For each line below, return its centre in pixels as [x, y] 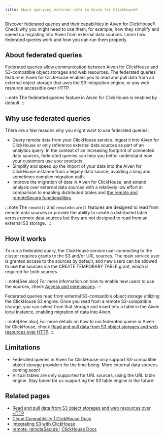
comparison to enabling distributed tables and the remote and [75, 193]
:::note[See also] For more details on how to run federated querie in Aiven [80, 322]
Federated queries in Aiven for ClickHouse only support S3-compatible [84, 359]
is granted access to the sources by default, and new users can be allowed [81, 261]
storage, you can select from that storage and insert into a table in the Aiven [82, 307]
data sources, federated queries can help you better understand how [82, 156]
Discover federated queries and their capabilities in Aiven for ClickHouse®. [81, 24]
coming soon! [26, 370]
